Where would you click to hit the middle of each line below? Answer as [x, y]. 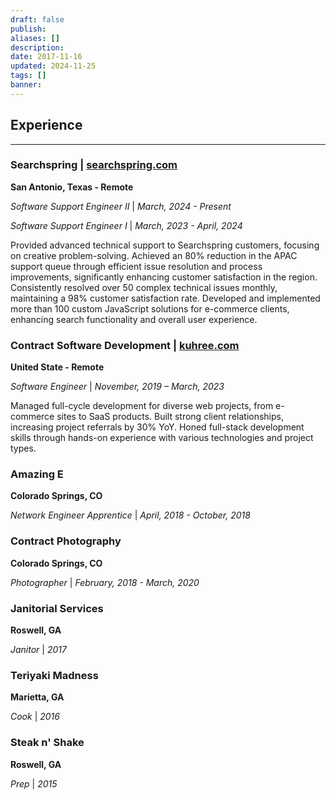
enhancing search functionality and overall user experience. [134, 319]
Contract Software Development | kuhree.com [125, 345]
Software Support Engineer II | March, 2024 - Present [121, 206]
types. [23, 448]
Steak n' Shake [47, 743]
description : [37, 47]
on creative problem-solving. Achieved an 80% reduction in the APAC [154, 255]
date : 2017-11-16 [46, 57]
